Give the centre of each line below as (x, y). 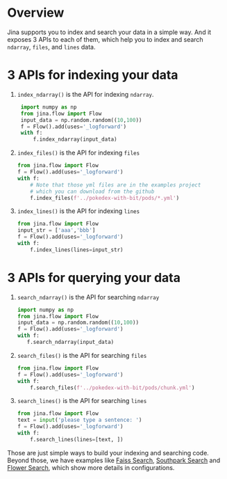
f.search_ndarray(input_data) (70, 343)
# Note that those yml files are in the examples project (116, 185)
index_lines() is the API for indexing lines (78, 211)
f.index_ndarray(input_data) (75, 140)
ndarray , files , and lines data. (51, 47)
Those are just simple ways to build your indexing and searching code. (108, 453)
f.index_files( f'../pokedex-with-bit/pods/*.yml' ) (105, 198)
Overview (36, 13)
